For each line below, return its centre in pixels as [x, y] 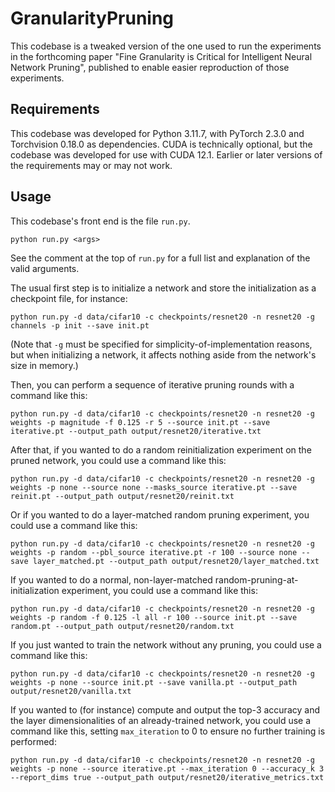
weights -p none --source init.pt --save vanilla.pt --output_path [154, 682]
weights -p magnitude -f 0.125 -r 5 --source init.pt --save [140, 422]
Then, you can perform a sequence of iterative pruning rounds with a [152, 384]
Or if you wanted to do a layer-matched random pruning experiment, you [160, 514]
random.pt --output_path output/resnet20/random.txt [122, 626]
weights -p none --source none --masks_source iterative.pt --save [154, 487]
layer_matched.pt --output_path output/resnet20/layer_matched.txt [176, 561]
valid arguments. [45, 268]
